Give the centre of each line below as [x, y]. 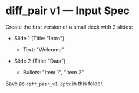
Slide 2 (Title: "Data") [40, 61]
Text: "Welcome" [43, 49]
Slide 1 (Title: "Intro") [39, 38]
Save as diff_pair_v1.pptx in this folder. [55, 84]
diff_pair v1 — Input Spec [68, 11]
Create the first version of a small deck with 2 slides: [69, 27]
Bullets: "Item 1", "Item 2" [53, 72]
